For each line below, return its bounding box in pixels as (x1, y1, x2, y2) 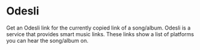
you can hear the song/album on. (6, 37, 89, 44)
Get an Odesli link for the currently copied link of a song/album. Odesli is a (6, 24, 191, 31)
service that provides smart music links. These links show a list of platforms (6, 30, 195, 37)
